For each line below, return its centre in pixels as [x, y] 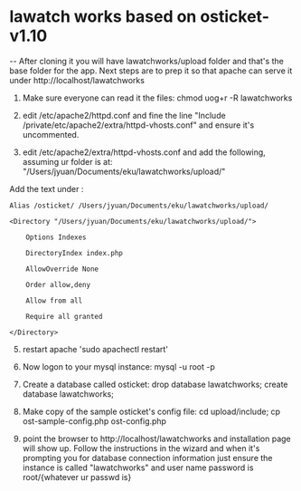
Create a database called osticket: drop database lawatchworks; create [155, 384]
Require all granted [64, 316]
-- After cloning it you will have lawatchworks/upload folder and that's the [147, 61]
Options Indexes [56, 237]
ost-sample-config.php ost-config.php [94, 421]
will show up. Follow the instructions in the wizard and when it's [141, 448]
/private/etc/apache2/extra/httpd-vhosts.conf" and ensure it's [138, 125]
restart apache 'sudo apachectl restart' [95, 349]
